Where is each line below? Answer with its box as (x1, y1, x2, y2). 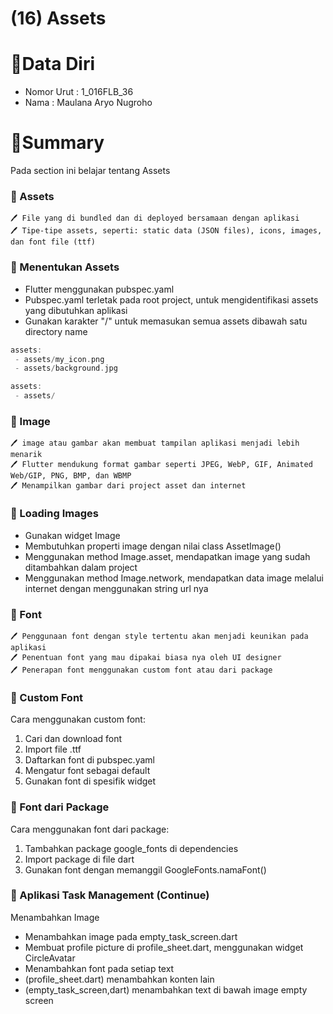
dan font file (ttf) (10, 237, 97, 247)
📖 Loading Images (10, 507, 99, 521)
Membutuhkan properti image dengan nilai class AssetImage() (24, 540, 282, 552)
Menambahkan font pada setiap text (24, 962, 175, 974)
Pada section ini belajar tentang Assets (10, 165, 171, 177)
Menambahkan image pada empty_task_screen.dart (24, 930, 238, 942)
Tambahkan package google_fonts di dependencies (24, 842, 239, 854)
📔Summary (10, 132, 105, 154)
